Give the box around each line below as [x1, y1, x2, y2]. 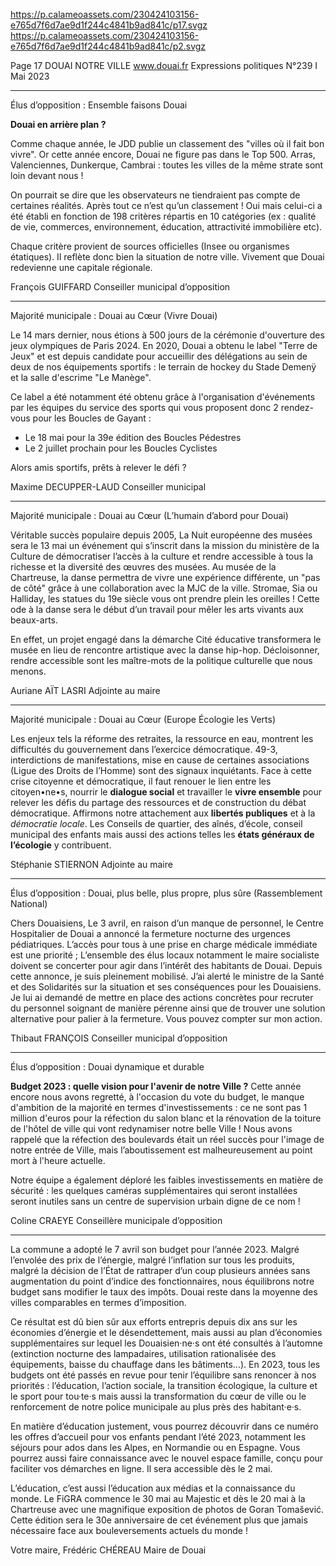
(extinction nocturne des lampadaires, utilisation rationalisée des [10, 1348, 277, 1359]
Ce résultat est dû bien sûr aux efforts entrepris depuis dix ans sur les [10, 1316, 298, 1328]
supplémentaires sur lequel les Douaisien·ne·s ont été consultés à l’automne [10, 1337, 323, 1349]
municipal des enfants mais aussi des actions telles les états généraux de [10, 829, 315, 840]
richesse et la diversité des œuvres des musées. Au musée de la [10, 561, 277, 573]
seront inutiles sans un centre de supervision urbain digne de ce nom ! [10, 1195, 301, 1207]
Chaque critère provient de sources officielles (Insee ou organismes [10, 240, 290, 252]
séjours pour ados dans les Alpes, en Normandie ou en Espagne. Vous [10, 1442, 301, 1453]
